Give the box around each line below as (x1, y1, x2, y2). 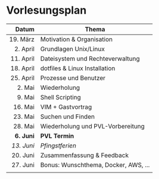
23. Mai (13, 112, 35, 121)
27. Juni (11, 161, 35, 169)
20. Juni (11, 151, 35, 159)
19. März (9, 35, 35, 43)
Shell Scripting (40, 93, 82, 101)
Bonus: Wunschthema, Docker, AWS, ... (40, 161, 150, 169)
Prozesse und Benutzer (40, 74, 106, 82)
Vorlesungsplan (6, 4, 87, 17)
